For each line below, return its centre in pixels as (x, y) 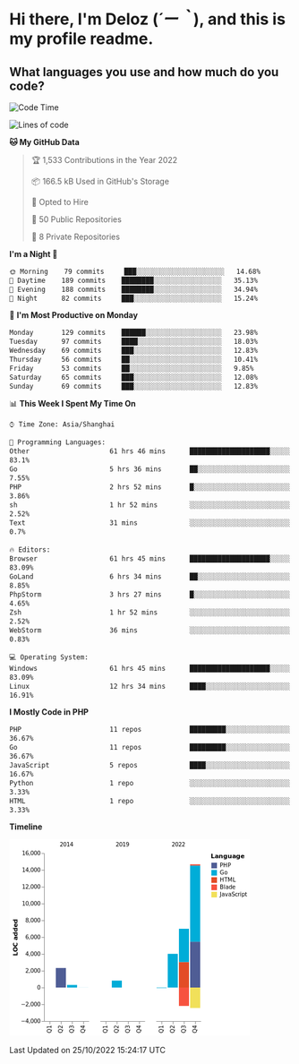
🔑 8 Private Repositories (76, 236)
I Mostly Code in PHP (49, 712)
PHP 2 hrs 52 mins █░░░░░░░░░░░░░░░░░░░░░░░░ (150, 487)
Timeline (26, 827)
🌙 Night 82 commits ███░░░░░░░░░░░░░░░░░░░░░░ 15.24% (133, 298)
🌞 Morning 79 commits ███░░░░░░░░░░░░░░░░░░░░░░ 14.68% (135, 271)
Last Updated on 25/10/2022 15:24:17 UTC (87, 1050)
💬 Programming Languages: (57, 442)
